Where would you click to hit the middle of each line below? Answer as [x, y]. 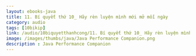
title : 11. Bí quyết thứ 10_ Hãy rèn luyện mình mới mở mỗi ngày [87, 17]
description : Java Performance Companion [58, 44]
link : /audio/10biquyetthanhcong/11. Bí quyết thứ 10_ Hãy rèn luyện [92, 33]
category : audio [26, 22]
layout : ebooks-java [31, 11]
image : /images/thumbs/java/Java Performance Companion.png [81, 38]
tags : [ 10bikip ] [26, 28]
